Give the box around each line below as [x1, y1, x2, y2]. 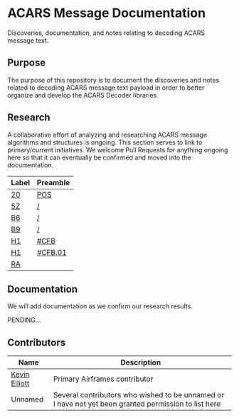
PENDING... [7, 315, 41, 325]
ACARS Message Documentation [7, 5, 206, 21]
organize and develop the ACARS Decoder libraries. [7, 90, 159, 99]
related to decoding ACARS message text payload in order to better [7, 83, 205, 92]
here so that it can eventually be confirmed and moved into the [7, 153, 192, 162]
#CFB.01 [36, 247, 68, 257]
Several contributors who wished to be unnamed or [53, 390, 225, 400]
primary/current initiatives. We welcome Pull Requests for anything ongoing [7, 145, 228, 154]
